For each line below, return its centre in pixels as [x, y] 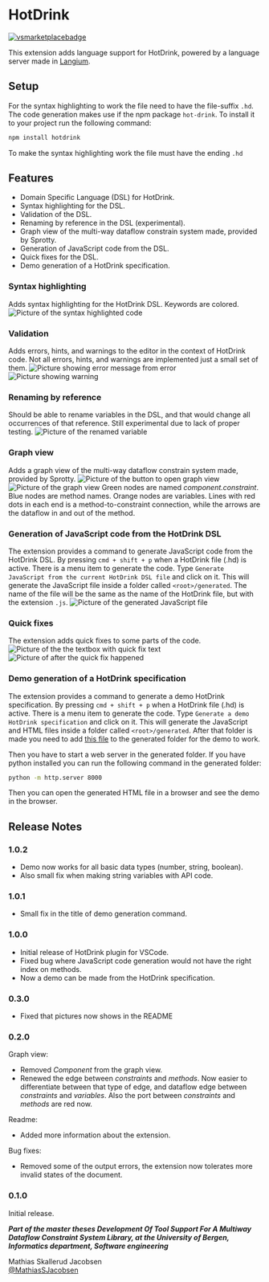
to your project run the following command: [80, 123]
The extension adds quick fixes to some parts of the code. [105, 641]
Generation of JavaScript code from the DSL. [95, 249]
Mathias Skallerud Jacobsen [55, 1261]
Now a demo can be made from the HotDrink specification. [117, 978]
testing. [21, 432]
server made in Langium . [49, 61]
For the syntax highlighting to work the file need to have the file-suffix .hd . [131, 105]
